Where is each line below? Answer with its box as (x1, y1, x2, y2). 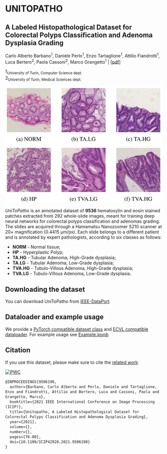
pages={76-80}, (9, 434, 41, 439)
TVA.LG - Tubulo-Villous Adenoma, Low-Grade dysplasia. (12, 271, 132, 277)
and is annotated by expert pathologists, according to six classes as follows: (5, 234, 162, 240)
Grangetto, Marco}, (5, 394, 46, 399)
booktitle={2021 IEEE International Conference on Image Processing (9, 399, 155, 404)
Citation (5, 346, 31, 354)
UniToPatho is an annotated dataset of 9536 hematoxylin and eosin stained (5, 208, 161, 214)
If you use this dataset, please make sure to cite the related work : (5, 359, 140, 365)
